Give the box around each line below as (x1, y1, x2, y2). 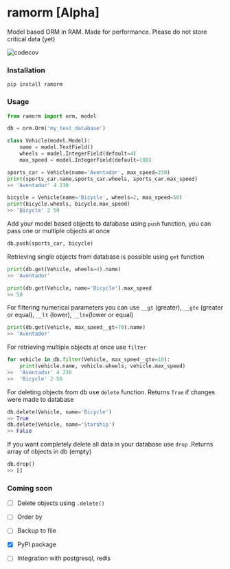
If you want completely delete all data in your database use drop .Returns (7, 440, 214, 449)
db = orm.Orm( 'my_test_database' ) (7, 125, 106, 132)
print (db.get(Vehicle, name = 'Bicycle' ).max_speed (7, 284, 152, 292)
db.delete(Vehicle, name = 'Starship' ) (7, 421, 115, 428)
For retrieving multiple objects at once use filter (7, 343, 147, 352)
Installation (7, 65, 46, 75)
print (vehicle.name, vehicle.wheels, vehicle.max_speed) (19, 363, 186, 369)
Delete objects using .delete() (16, 499, 105, 507)
